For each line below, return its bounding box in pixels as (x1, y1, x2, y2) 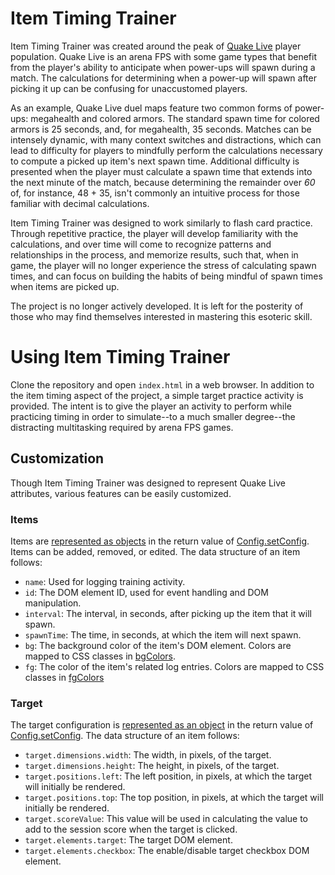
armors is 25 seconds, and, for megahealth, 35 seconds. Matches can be (10, 123, 312, 135)
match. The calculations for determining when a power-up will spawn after (10, 72, 317, 84)
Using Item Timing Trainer (10, 346, 231, 369)
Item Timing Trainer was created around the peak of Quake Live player (10, 40, 302, 52)
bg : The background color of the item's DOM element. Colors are (24, 639, 292, 651)
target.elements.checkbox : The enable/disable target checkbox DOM (24, 845, 310, 857)
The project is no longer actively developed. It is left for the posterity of (10, 300, 304, 312)
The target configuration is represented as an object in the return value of (10, 719, 314, 731)
